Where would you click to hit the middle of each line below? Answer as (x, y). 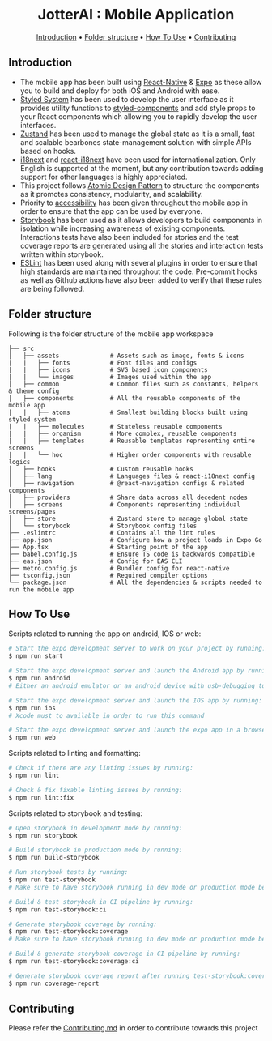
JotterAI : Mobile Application (136, 15)
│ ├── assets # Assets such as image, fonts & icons (126, 356)
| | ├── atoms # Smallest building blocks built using (128, 412)
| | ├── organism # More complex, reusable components (123, 433)
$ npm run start (36, 656)
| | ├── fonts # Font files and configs (103, 363)
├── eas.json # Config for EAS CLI (96, 561)
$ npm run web (32, 738)
